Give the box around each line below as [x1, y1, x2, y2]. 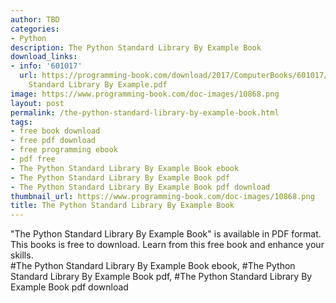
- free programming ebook [10, 145, 118, 155]
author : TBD [10, 14, 60, 25]
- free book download [10, 126, 101, 136]
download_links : [10, 52, 78, 62]
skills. [10, 249, 34, 261]
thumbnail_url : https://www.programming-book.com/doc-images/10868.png [10, 191, 315, 201]
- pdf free [10, 154, 56, 164]
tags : [10, 117, 33, 127]
